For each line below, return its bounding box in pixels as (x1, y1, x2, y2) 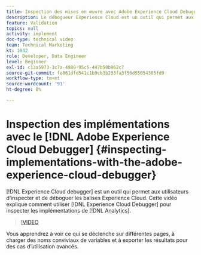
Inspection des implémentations (6, 118, 170, 131)
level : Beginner (6, 59, 47, 64)
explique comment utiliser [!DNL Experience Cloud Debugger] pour (6, 201, 172, 208)
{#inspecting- (95, 143, 167, 156)
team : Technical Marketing (6, 42, 74, 48)
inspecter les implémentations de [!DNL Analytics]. (6, 207, 132, 214)
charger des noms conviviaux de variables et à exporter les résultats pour (6, 236, 188, 244)
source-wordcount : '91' (6, 81, 66, 87)
